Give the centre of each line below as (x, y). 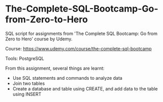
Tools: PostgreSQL (25, 58)
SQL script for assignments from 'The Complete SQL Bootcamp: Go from (81, 33)
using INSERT (27, 94)
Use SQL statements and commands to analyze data (68, 78)
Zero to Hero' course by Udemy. (39, 39)
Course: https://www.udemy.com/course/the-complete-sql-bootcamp (78, 48)
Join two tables (29, 83)
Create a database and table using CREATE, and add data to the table (85, 88)
